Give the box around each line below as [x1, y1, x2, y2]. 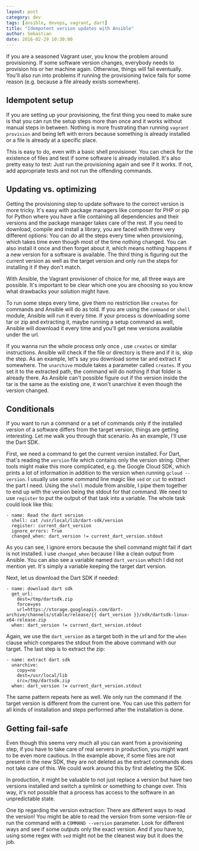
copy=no [17, 667, 36, 673]
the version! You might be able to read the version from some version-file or [6, 813, 192, 820]
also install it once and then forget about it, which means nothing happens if [6, 244, 192, 251]
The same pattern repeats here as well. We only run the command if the [6, 694, 182, 701]
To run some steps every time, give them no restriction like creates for [6, 299, 178, 306]
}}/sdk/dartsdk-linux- [133, 612, 190, 618]
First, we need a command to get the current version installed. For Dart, [6, 451, 181, 458]
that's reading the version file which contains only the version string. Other [6, 456, 190, 464]
